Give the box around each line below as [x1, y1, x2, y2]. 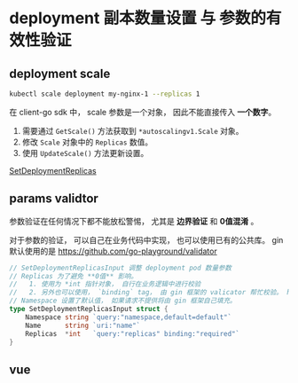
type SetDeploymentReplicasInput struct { [9, 305, 169, 314]
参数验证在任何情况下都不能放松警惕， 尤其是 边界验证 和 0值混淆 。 [9, 215, 259, 226]
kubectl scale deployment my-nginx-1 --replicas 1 [9, 90, 200, 98]
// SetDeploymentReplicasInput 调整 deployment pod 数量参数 [9, 263, 232, 272]
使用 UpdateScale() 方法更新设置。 [21, 147, 149, 158]
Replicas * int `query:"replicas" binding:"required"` [25, 329, 240, 338]
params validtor [9, 191, 99, 207]
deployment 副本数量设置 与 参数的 [9, 8, 266, 28]
